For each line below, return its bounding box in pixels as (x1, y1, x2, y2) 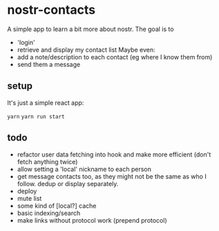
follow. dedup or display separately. (17, 179, 119, 188)
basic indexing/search (17, 209, 81, 217)
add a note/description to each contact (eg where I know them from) (17, 52, 213, 61)
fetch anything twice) (17, 157, 78, 165)
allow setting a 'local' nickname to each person (17, 165, 152, 173)
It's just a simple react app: (7, 99, 84, 107)
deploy (17, 187, 37, 195)
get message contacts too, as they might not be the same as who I (17, 172, 207, 181)
